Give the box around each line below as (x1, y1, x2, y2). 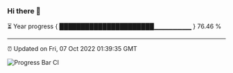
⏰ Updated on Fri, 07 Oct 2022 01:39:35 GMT (7, 45, 137, 53)
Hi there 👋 (7, 6, 42, 16)
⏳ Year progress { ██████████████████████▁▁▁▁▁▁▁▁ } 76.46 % (7, 22, 222, 30)
